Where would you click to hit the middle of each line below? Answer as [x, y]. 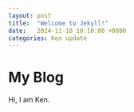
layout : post [30, 16]
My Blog [36, 78]
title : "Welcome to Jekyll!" [59, 23]
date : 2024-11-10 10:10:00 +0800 [67, 30]
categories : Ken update [48, 38]
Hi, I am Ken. [29, 100]
